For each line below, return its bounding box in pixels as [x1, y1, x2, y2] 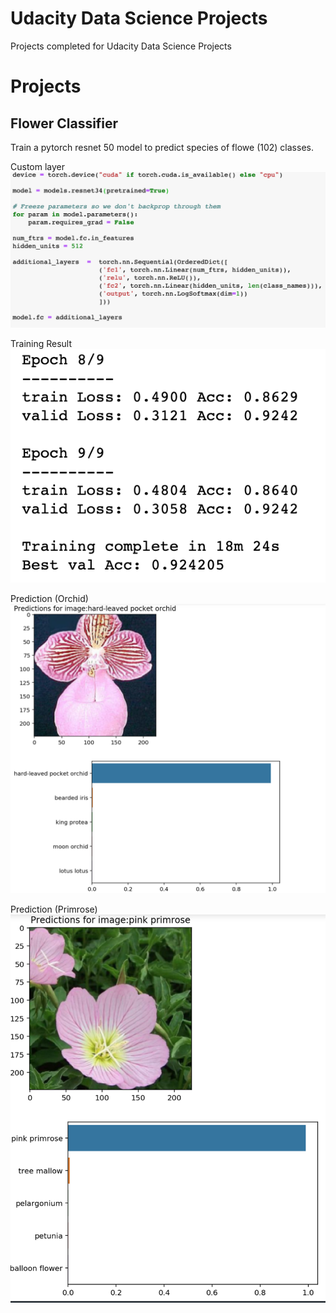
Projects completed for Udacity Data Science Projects [10, 40, 232, 52]
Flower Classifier [10, 115, 119, 132]
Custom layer [10, 160, 66, 172]
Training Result [10, 337, 73, 349]
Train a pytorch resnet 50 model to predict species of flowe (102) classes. [10, 141, 314, 153]
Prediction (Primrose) [10, 903, 98, 916]
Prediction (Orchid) [10, 593, 89, 605]
